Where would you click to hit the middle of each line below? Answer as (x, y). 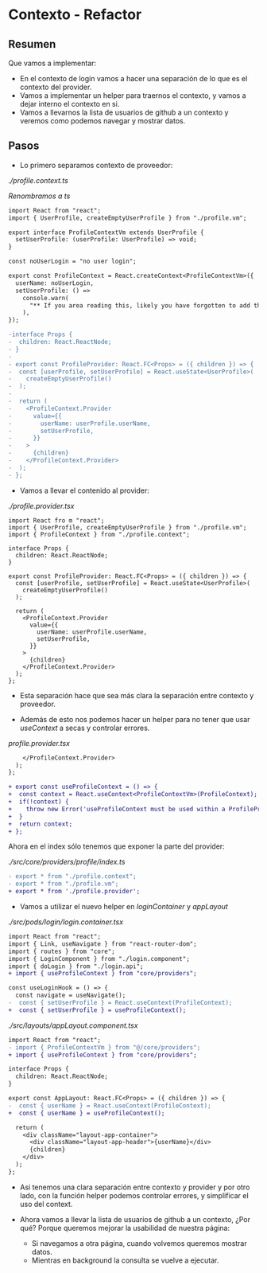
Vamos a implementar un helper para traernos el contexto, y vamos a (133, 96)
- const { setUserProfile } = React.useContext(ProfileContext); (120, 1003)
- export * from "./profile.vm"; (64, 884)
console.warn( (46, 298)
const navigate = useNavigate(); (71, 996)
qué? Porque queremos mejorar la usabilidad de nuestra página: (125, 1228)
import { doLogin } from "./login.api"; (76, 966)
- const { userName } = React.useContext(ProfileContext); (110, 1105)
